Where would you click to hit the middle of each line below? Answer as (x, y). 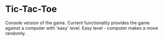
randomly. (16, 33)
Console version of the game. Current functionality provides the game (77, 23)
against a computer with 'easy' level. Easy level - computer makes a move (82, 28)
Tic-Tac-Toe (31, 9)
